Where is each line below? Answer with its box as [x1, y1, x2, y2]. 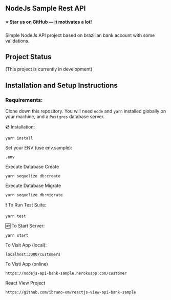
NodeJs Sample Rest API [5, 4, 86, 13]
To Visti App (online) [5, 261, 49, 267]
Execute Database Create [5, 164, 59, 170]
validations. [5, 38, 30, 44]
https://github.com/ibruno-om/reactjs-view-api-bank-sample [5, 290, 137, 295]
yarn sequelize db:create [5, 174, 60, 179]
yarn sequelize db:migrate [5, 193, 63, 198]
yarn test [5, 214, 27, 219]
